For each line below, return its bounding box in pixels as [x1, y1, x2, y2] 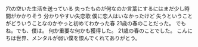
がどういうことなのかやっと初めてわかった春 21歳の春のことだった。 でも [5, 20, 186, 26]
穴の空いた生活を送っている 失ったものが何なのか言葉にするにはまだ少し [5, 5, 185, 12]
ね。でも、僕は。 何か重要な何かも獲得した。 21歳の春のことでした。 [5, 27, 176, 34]
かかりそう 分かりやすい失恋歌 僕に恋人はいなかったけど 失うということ [16, 12, 193, 19]
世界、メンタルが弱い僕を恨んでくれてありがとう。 [16, 35, 141, 41]
